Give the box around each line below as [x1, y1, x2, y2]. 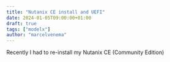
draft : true [6, 20, 37, 26]
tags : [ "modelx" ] [6, 26, 51, 33]
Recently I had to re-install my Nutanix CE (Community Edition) [6, 48, 164, 56]
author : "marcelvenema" [6, 32, 67, 38]
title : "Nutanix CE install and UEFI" [6, 9, 105, 15]
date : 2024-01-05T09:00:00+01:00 [6, 15, 92, 21]
